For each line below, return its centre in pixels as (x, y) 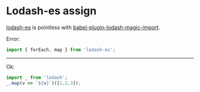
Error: (13, 39)
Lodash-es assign (51, 11)
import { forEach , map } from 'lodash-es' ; (61, 50)
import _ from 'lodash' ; (37, 77)
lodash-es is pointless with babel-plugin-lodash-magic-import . (83, 27)
